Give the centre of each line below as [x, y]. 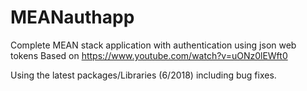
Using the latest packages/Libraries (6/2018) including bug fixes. [143, 75]
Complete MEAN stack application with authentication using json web [153, 45]
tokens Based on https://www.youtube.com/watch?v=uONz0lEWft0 [149, 55]
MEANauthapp [72, 17]
